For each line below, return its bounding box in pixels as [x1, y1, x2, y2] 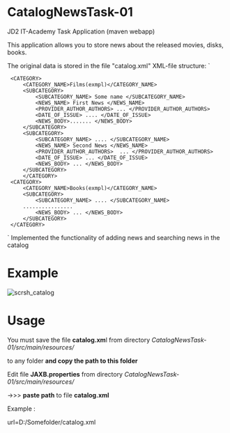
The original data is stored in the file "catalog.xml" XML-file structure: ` [7, 61, 210, 70]
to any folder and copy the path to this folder [7, 356, 138, 365]
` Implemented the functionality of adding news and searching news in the [7, 233, 220, 242]
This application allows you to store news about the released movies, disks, [7, 40, 224, 49]
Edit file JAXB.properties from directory [7, 370, 123, 378]
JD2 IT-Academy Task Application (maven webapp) [7, 27, 155, 36]
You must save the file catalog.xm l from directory [7, 336, 151, 344]
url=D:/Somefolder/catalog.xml [7, 418, 96, 426]
